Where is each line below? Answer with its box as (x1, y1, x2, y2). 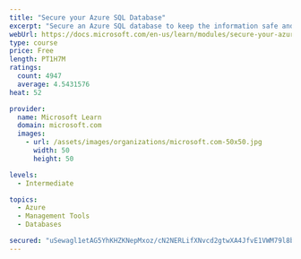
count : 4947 (17, 72, 63, 81)
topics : (9, 194, 39, 204)
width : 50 (32, 146, 70, 155)
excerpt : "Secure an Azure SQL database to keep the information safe (9, 22, 279, 30)
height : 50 (32, 154, 74, 163)
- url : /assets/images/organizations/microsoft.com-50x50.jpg (25, 138, 262, 147)
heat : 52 (9, 88, 42, 97)
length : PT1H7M (9, 55, 66, 64)
